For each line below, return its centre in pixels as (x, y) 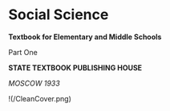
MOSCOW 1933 (34, 83)
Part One (23, 52)
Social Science (59, 15)
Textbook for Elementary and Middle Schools (85, 37)
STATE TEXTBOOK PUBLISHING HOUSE (75, 67)
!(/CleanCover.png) (40, 98)
